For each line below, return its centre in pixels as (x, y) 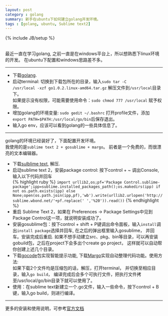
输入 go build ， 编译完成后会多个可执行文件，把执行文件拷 (81, 274)
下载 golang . (24, 75)
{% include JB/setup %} (30, 38)
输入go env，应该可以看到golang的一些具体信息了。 (66, 125)
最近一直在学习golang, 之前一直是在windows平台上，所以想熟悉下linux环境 (82, 54)
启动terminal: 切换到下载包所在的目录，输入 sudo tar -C (69, 82)
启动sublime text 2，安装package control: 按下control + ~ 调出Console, (85, 170)
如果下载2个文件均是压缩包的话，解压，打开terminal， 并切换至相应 (82, 268)
